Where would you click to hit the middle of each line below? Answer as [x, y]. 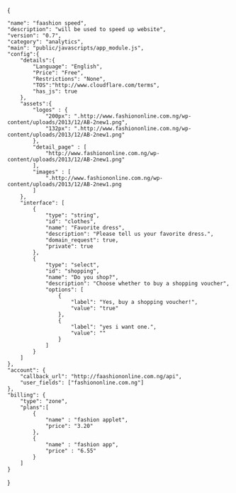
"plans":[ [35, 407]
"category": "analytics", [45, 42]
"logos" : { [51, 110]
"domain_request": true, [82, 240]
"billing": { [27, 395]
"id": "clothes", [71, 222]
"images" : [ [52, 172]
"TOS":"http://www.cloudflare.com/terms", [96, 85]
